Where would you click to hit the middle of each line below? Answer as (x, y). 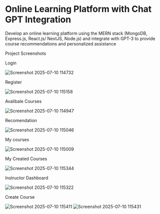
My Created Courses (26, 159)
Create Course (20, 197)
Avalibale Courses (23, 101)
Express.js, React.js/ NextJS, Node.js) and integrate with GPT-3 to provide (80, 39)
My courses (17, 139)
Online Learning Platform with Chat (78, 9)
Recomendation (21, 120)
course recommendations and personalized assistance (61, 43)
